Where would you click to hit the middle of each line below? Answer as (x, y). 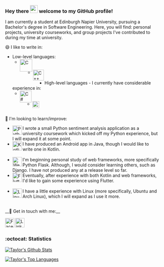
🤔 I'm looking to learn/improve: (36, 119)
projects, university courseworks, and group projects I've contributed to (78, 33)
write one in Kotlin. (41, 149)
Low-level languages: (34, 57)
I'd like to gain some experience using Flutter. (68, 181)
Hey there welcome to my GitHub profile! (59, 11)
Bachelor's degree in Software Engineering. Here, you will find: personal (78, 27)
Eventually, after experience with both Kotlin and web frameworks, (90, 176)
